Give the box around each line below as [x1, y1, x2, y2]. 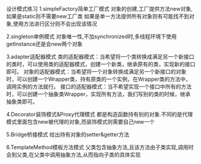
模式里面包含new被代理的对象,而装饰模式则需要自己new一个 [6, 119, 155, 125]
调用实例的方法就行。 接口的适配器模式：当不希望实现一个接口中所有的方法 [6, 83, 192, 90]
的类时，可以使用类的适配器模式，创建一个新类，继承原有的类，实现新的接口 [6, 60, 196, 68]
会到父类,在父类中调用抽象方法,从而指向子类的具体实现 [6, 151, 141, 158]
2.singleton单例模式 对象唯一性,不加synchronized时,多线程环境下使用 [6, 33, 177, 40]
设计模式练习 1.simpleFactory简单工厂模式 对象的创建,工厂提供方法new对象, [6, 5, 193, 12]
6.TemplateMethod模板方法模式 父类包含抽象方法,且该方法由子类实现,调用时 [6, 144, 194, 151]
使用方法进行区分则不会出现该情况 [13, 20, 98, 27]
